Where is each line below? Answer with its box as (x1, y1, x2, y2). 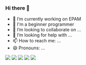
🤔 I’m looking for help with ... (12, 32, 72, 38)
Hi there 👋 (5, 5, 30, 12)
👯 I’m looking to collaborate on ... (12, 27, 81, 33)
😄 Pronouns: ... (12, 45, 46, 51)
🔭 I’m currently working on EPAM (12, 16, 81, 22)
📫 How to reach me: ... (12, 38, 61, 44)
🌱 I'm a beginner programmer (12, 21, 74, 27)
